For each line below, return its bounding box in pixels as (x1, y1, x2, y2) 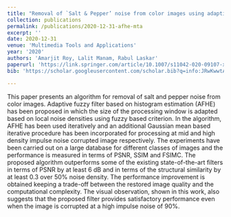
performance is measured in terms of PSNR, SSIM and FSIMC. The (7, 150, 196, 159)
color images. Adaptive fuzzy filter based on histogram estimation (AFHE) (7, 100, 216, 108)
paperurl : (7, 61, 36, 68)
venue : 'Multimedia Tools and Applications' (7, 42, 137, 49)
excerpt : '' (7, 29, 41, 36)
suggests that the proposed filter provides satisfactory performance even (7, 194, 215, 203)
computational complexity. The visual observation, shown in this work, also (7, 187, 220, 196)
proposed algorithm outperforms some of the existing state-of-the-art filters (7, 158, 223, 166)
